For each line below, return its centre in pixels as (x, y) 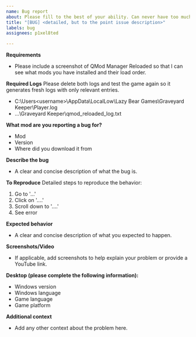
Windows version (35, 287)
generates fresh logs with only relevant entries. (63, 90)
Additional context (29, 317)
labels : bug (20, 28)
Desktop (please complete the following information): (72, 276)
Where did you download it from (53, 149)
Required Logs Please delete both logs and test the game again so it (88, 84)
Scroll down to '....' (37, 206)
